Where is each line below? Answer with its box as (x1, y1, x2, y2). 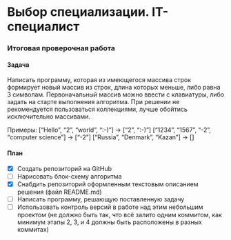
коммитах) (17, 225, 50, 233)
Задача (7, 60, 30, 69)
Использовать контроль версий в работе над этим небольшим (17, 203, 203, 211)
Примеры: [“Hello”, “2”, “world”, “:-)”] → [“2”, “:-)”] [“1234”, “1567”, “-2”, (7, 126, 212, 134)
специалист (7, 19, 80, 34)
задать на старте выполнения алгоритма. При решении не (7, 98, 180, 106)
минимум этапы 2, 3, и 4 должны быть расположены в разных (17, 218, 202, 226)
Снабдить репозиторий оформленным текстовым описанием (17, 180, 199, 188)
